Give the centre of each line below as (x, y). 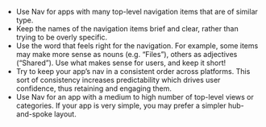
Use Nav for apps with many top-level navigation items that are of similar (137, 12)
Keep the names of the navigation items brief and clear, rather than (127, 29)
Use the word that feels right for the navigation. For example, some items (137, 46)
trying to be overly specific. (62, 37)
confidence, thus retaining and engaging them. (94, 88)
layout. (65, 114)
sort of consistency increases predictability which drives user (118, 80)
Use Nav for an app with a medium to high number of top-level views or (135, 97)
